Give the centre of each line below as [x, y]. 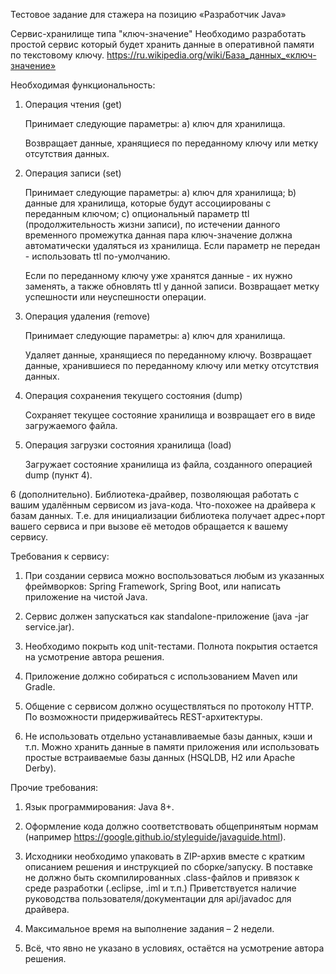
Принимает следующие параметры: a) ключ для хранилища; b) [160, 192]
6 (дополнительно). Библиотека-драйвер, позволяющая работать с [155, 494]
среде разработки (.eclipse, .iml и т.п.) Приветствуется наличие [160, 888]
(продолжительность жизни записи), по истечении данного [152, 224]
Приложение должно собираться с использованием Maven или [161, 676]
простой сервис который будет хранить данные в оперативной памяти [162, 44]
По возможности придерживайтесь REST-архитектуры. [143, 717]
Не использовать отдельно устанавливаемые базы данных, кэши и [168, 736]
